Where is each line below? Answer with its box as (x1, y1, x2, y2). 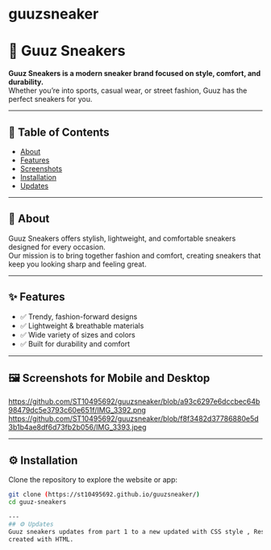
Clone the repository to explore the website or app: (8, 475, 178, 485)
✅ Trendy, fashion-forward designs (19, 312, 138, 321)
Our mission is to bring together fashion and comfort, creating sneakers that (8, 250, 261, 260)
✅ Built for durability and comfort (19, 338, 131, 348)
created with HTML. (8, 535, 74, 544)
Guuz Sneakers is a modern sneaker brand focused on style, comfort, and (8, 69, 261, 78)
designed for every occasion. (8, 241, 106, 251)
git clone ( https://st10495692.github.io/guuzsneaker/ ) (8, 490, 200, 499)
